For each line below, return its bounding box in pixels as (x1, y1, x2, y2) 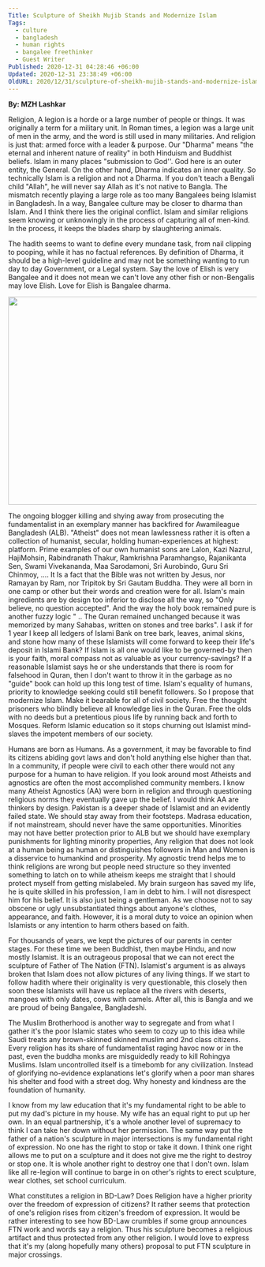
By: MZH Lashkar (8, 99, 66, 109)
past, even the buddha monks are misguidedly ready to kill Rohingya (8, 1051, 230, 1061)
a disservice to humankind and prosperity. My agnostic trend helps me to (8, 853, 246, 862)
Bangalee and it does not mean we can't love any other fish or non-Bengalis (8, 272, 255, 282)
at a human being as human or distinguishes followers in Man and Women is (8, 845, 256, 854)
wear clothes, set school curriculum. (8, 1175, 127, 1185)
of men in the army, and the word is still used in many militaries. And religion (8, 131, 256, 140)
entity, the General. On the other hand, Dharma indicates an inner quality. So (8, 165, 256, 174)
